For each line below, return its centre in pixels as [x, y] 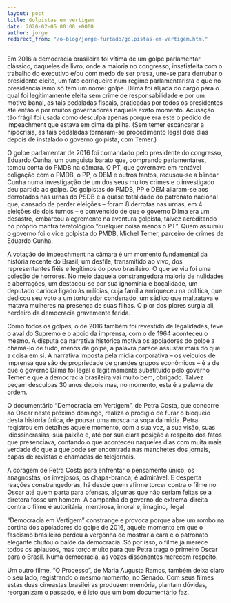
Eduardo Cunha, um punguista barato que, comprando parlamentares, [107, 160]
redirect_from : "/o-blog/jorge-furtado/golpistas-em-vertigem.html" [108, 39]
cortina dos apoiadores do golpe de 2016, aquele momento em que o [105, 528]
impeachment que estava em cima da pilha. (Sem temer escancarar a [106, 125]
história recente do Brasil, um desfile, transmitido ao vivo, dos [95, 261]
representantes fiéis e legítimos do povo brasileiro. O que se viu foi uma [109, 269]
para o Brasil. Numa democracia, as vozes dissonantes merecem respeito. [113, 557]
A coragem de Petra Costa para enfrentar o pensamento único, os [101, 471]
